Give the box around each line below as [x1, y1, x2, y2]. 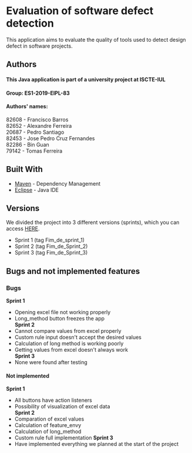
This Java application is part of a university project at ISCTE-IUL [6, 75, 166, 83]
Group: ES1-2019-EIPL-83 [6, 90, 70, 97]
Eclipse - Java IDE [14, 186, 59, 193]
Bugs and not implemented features [6, 266, 140, 276]
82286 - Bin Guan [6, 141, 50, 148]
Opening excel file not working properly [14, 309, 111, 316]
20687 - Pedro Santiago [6, 128, 65, 135]
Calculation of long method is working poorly [14, 340, 124, 347]
